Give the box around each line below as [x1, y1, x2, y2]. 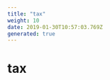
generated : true [7, 30, 55, 38]
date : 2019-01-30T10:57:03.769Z [7, 23, 103, 30]
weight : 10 [7, 17, 40, 24]
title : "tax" [7, 10, 46, 18]
